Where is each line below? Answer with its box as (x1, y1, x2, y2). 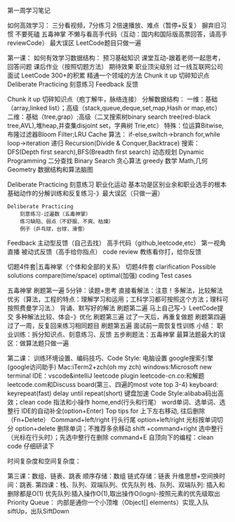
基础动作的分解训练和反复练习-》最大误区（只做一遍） (7, 189, 164, 197)
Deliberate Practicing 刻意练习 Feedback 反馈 (7, 80, 139, 88)
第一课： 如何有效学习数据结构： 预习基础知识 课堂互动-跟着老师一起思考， (7, 53, 224, 62)
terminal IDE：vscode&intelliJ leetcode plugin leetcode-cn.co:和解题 (7, 371, 205, 380)
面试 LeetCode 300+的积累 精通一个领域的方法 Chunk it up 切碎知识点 (7, 71, 210, 79)
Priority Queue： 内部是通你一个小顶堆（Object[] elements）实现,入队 (7, 498, 209, 507)
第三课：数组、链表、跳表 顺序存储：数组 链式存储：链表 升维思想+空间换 (7, 472, 220, 480)
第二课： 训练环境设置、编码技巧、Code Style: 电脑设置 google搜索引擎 (7, 354, 214, 362)
